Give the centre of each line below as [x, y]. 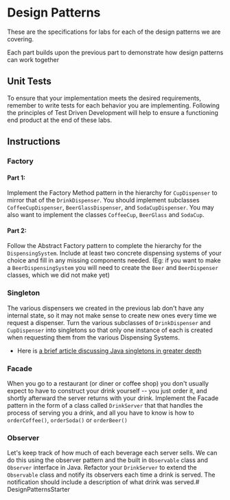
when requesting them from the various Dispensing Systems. [93, 337]
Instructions [34, 142]
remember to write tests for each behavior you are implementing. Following [113, 105]
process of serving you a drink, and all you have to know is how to [101, 413]
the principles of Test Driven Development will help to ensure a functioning [113, 112]
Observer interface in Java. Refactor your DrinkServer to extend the [102, 468]
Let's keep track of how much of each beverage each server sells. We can [112, 453]
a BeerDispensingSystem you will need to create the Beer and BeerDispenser [113, 268]
